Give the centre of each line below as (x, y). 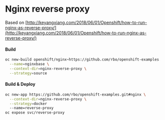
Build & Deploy (20, 84)
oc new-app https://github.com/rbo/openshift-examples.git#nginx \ (76, 94)
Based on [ (16, 22)
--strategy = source (28, 73)
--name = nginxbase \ (29, 64)
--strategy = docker (28, 103)
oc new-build (18, 60)
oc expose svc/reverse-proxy (35, 113)
